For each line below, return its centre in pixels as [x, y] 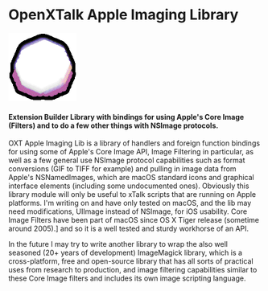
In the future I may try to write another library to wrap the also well [118, 244]
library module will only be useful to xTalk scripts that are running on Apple [132, 195]
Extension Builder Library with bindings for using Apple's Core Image [126, 117]
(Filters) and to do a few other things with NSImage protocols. [113, 125]
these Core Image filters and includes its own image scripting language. [127, 278]
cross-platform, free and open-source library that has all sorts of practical [131, 261]
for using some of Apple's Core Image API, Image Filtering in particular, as [131, 152]
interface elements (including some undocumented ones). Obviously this [129, 186]
